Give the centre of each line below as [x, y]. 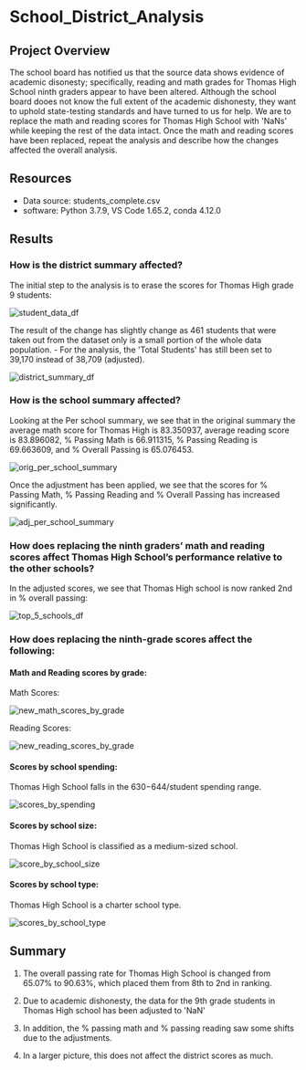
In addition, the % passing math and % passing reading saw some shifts [158, 1028]
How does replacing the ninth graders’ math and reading [137, 545]
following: [32, 651]
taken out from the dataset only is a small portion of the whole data [136, 340]
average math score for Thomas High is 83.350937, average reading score [149, 430]
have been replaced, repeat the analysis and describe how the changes [144, 140]
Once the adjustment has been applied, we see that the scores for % [138, 485]
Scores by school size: [53, 826]
